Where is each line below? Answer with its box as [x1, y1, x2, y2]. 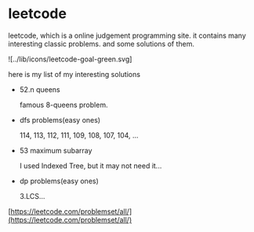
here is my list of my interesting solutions [8, 69, 141, 79]
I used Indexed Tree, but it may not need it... [19, 160, 162, 170]
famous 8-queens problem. [19, 100, 108, 109]
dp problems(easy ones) [19, 176, 100, 186]
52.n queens [19, 84, 60, 94]
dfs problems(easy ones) [19, 115, 100, 124]
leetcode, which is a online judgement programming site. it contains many [8, 31, 247, 40]
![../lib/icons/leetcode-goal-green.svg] [8, 54, 132, 64]
